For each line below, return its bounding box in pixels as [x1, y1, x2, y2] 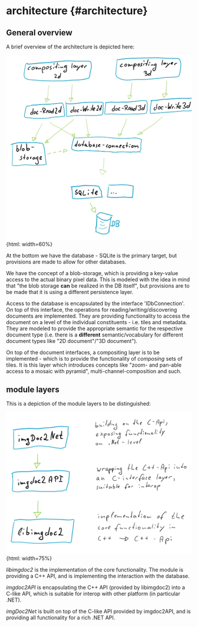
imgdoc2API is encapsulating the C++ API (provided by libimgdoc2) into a [6, 584, 186, 591]
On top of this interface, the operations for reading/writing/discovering [6, 306, 177, 313]
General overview [6, 28, 72, 38]
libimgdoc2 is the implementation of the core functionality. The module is [6, 566, 184, 573]
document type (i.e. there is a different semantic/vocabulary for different [6, 331, 184, 338]
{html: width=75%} [6, 555, 52, 562]
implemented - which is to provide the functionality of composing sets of [6, 355, 183, 362]
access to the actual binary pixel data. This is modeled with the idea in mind [6, 276, 190, 283]
